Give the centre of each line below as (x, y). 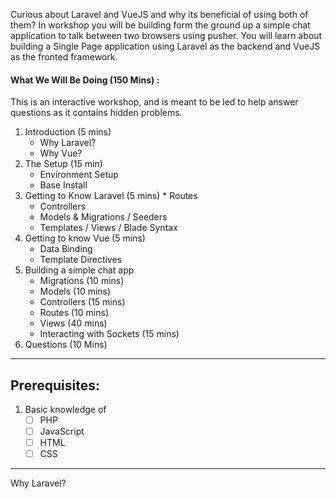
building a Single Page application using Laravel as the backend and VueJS (165, 46)
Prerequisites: (55, 385)
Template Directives (81, 260)
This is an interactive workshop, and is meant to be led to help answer (154, 102)
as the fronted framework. (64, 57)
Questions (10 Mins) (66, 345)
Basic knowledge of (65, 410)
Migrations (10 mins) (82, 281)
